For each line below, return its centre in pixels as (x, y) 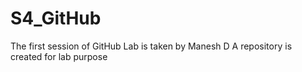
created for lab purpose (59, 56)
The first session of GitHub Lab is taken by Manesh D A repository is (151, 46)
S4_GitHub (56, 18)
